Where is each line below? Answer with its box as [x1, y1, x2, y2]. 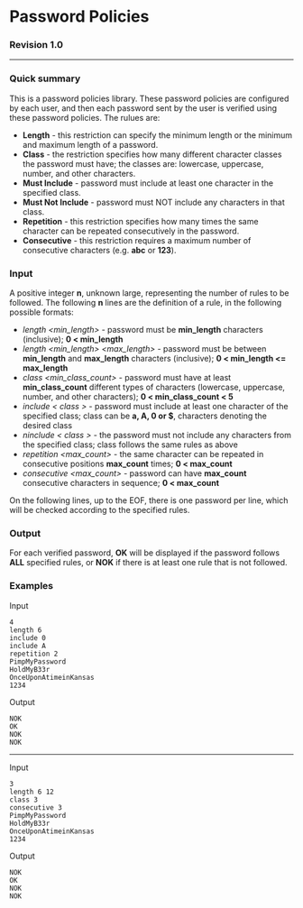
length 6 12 [9, 787, 54, 796]
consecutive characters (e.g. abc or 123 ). [22, 244, 177, 255]
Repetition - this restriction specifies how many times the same [22, 216, 259, 226]
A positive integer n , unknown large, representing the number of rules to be [9, 288, 289, 298]
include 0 [9, 633, 47, 642]
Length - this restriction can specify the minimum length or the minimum [22, 129, 293, 141]
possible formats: [9, 307, 74, 317]
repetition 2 [9, 649, 59, 658]
